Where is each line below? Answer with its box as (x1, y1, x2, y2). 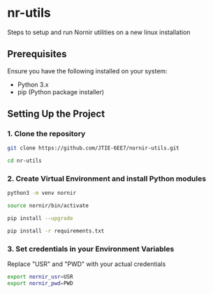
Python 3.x (17, 80, 49, 89)
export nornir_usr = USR (7, 274, 73, 281)
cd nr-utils (7, 157, 42, 165)
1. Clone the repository (7, 129, 86, 139)
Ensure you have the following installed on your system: (7, 66, 168, 75)
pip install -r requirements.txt (7, 228, 105, 235)
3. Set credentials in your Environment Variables (7, 244, 175, 253)
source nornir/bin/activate (7, 203, 89, 210)
